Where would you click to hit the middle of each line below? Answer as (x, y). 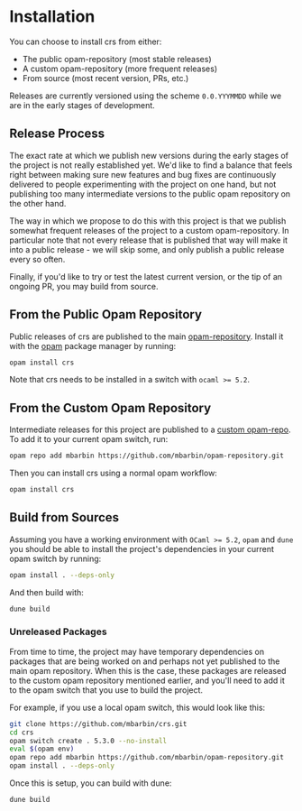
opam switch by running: (55, 558)
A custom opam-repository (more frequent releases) (120, 69)
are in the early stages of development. (82, 105)
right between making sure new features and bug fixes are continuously (143, 174)
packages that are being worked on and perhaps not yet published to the (145, 661)
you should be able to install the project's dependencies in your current (142, 548)
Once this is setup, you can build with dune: (91, 783)
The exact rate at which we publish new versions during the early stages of (149, 155)
